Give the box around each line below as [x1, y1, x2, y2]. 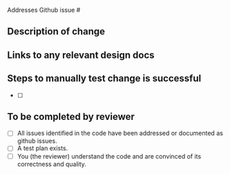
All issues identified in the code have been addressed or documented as [17, 129, 223, 137]
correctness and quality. [17, 160, 86, 168]
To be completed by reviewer [7, 110, 135, 123]
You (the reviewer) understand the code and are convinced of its [17, 152, 202, 161]
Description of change [7, 25, 106, 37]
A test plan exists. [17, 144, 68, 152]
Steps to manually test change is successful [7, 72, 202, 85]
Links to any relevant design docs [7, 49, 155, 61]
